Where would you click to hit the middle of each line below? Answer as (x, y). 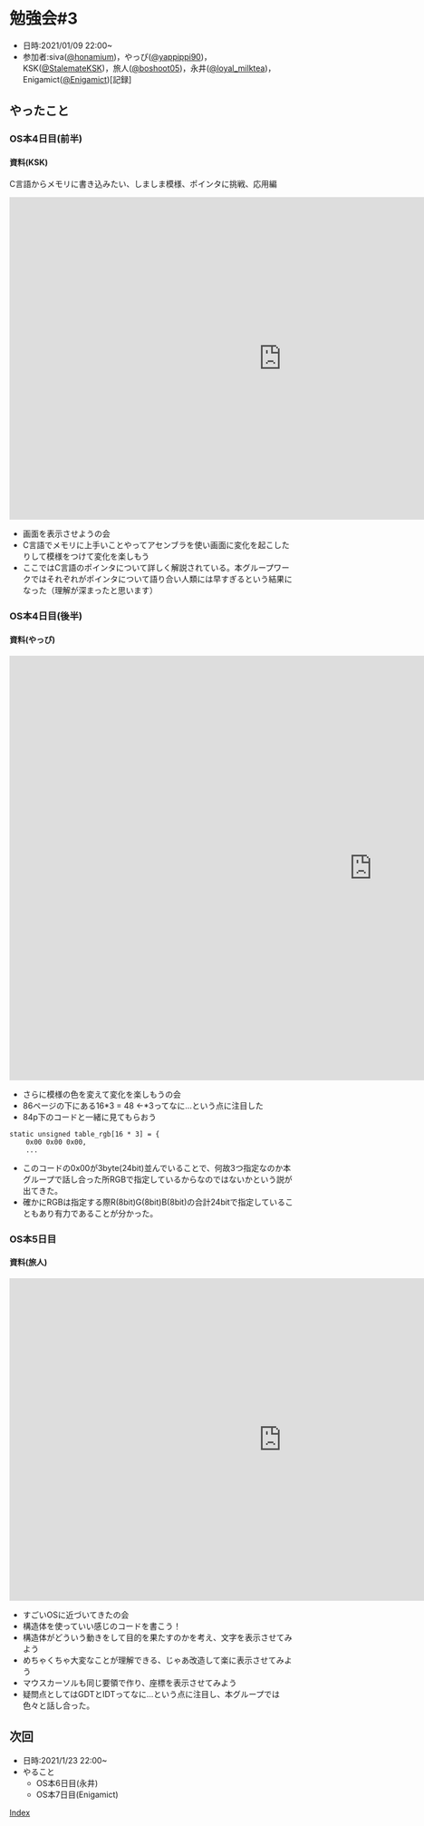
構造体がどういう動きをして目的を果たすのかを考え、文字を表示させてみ (157, 1637)
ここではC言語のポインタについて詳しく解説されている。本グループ (148, 568)
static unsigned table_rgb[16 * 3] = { (85, 1134)
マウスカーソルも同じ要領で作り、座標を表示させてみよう (130, 1683)
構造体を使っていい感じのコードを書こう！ (102, 1626)
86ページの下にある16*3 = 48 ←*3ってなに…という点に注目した (143, 1105)
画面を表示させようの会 (66, 534)
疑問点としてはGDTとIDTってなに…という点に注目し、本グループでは (151, 1694)
